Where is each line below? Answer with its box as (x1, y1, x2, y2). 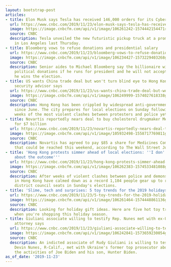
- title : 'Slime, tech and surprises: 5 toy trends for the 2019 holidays (5, 188, 167, 193)
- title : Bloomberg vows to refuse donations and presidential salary (5, 45, 158, 51)
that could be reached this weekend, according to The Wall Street (14, 145, 160, 151)
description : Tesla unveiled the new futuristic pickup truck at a (10, 36, 156, 41)
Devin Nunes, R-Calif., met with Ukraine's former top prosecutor (14, 245, 158, 250)
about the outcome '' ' (14, 155, 60, 160)
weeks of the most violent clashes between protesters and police (14, 112, 158, 117)
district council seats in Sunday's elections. (14, 183, 117, 188)
